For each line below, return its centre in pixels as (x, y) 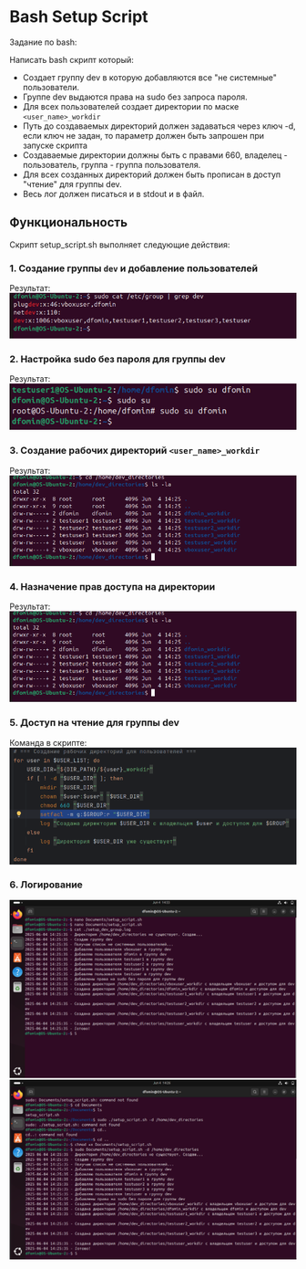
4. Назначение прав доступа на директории (112, 586)
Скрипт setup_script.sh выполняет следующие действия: (120, 245)
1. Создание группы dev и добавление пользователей (133, 268)
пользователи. (51, 87)
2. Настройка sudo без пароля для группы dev (117, 359)
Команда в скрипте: (48, 742)
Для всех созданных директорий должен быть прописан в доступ (152, 174)
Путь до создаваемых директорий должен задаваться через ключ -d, (159, 126)
